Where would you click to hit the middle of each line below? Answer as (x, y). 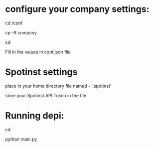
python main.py (21, 139)
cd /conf (14, 23)
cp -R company (21, 32)
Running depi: (35, 116)
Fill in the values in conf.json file (38, 52)
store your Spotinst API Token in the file (46, 95)
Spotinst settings (41, 72)
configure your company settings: (77, 9)
